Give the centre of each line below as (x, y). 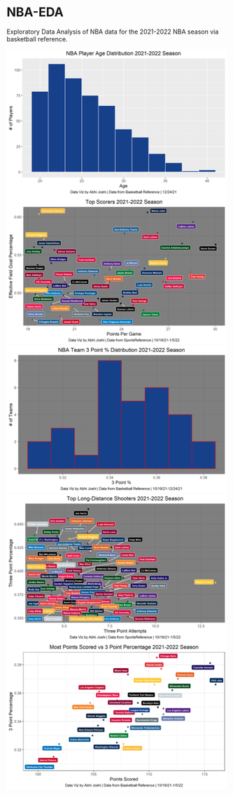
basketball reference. (37, 39)
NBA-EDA (35, 12)
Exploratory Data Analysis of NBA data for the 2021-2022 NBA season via (113, 32)
